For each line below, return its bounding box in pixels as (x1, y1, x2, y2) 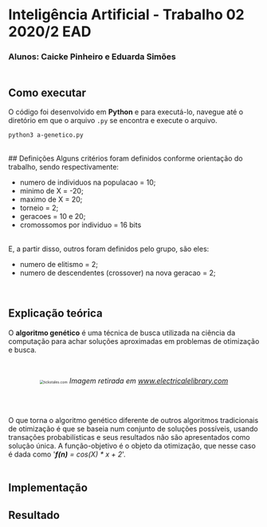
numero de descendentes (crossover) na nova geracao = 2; (19, 268, 216, 277)
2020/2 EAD (8, 22, 92, 41)
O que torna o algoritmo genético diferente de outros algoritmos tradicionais (8, 415, 259, 425)
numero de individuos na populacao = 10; (19, 178, 156, 187)
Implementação (8, 481, 88, 495)
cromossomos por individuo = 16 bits (19, 220, 142, 230)
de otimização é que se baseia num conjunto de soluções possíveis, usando (8, 424, 259, 433)
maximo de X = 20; (19, 194, 83, 204)
